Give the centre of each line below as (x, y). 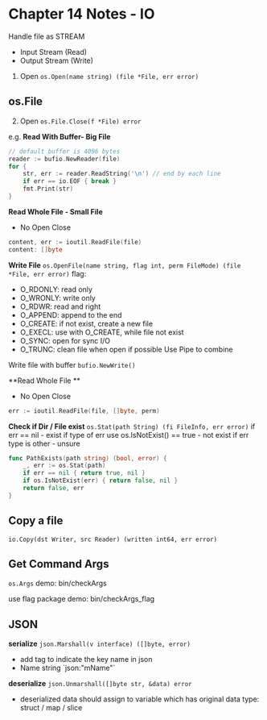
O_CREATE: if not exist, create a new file (86, 323)
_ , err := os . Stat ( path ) (64, 466)
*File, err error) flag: (47, 273)
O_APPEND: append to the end (71, 314)
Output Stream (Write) (57, 60)
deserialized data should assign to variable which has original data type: (140, 699)
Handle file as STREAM (47, 36)
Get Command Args (59, 564)
